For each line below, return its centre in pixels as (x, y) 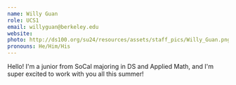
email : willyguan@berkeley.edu (53, 27)
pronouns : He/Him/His (39, 46)
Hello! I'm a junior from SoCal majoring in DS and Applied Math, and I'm (111, 66)
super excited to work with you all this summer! (76, 74)
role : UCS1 (23, 20)
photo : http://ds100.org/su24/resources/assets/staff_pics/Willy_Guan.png (119, 40)
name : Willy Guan (33, 14)
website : (20, 33)
